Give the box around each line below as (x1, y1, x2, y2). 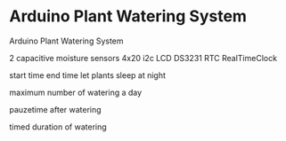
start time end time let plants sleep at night (9, 69, 167, 81)
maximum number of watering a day (9, 87, 143, 98)
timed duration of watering (9, 121, 107, 132)
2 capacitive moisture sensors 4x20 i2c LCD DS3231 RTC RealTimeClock (9, 52, 278, 63)
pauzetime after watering (9, 104, 102, 114)
